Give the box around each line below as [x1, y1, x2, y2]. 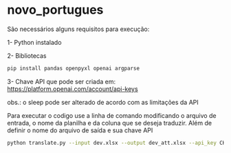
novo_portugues [7, 2, 104, 18]
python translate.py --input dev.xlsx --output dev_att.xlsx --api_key [7, 139, 217, 146]
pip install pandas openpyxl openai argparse [7, 65, 140, 72]
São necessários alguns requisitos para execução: [7, 25, 150, 33]
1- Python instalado [7, 38, 62, 46]
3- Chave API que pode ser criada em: [7, 77, 116, 85]
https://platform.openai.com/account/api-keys [7, 85, 139, 93]
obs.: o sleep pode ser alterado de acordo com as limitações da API [7, 98, 199, 106]
